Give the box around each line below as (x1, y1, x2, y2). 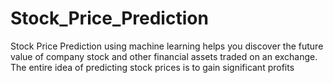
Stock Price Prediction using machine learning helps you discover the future (10, 40, 324, 52)
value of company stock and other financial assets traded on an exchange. (10, 50, 318, 62)
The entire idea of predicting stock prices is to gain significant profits (10, 61, 295, 73)
